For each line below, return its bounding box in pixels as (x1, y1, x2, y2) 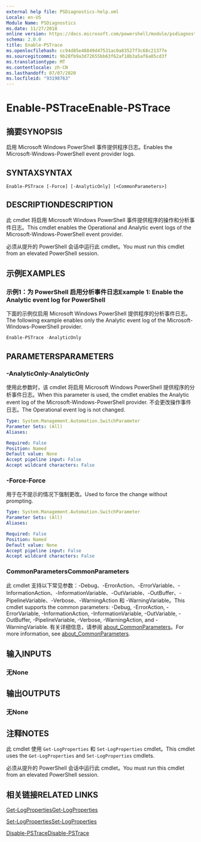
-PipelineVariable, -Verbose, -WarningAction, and (32, 616, 154, 623)
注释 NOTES (6, 728, 50, 738)
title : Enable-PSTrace (6, 42, 63, 48)
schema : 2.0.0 (6, 37, 42, 42)
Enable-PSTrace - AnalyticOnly (6, 335, 82, 341)
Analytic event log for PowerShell (6, 296, 106, 304)
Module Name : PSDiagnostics (6, 20, 77, 26)
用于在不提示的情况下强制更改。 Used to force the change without (6, 491, 167, 498)
